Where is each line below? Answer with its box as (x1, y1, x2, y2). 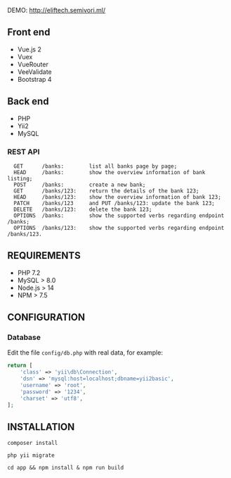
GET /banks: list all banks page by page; (13, 162, 178, 170)
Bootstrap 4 (17, 75, 52, 83)
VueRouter (17, 60, 49, 68)
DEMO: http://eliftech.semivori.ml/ (7, 6, 106, 14)
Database (7, 333, 41, 343)
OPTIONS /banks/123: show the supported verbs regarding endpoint (13, 224, 225, 231)
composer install (7, 440, 58, 447)
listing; (7, 175, 33, 182)
